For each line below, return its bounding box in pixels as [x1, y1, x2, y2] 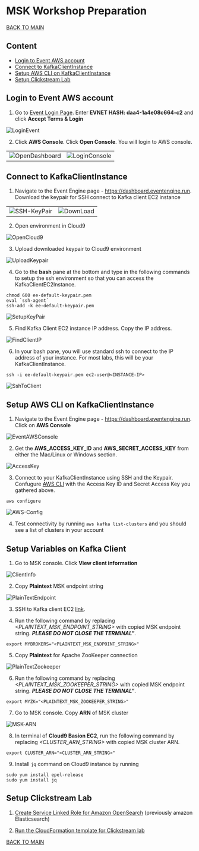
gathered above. [14, 487, 55, 494]
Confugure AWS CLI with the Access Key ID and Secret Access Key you [14, 480, 191, 488]
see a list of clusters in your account [14, 527, 104, 534]
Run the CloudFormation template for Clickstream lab [14, 827, 145, 834]
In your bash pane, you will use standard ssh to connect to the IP [14, 348, 173, 355]
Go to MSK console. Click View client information [14, 560, 138, 566]
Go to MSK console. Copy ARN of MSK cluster [14, 709, 129, 716]
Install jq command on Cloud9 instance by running [14, 761, 139, 767]
